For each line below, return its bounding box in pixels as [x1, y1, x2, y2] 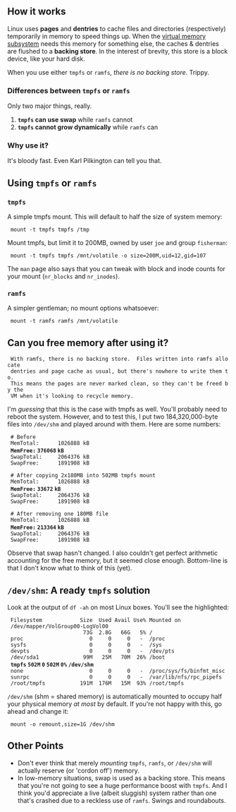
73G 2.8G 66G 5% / [82, 629, 153, 636]
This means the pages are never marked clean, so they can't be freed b [10, 381, 229, 388]
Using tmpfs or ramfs [7, 177, 97, 189]
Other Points [7, 740, 64, 752]
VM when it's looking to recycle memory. [10, 393, 134, 400]
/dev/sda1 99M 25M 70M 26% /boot [10, 654, 166, 661]
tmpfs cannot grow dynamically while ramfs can [17, 123, 159, 131]
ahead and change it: [7, 707, 69, 716]
